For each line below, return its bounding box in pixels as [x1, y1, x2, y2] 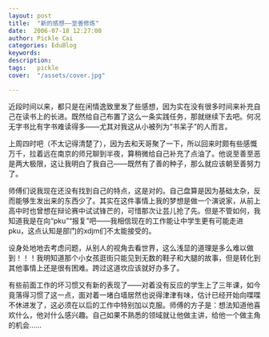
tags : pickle [8, 64, 59, 72]
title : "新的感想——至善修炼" [8, 19, 100, 27]
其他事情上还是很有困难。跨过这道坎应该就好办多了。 [8, 262, 184, 273]
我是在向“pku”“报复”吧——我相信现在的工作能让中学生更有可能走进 [22, 216, 244, 225]
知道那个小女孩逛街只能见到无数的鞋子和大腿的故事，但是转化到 [50, 253, 261, 262]
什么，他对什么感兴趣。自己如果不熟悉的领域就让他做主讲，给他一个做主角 [14, 310, 261, 319]
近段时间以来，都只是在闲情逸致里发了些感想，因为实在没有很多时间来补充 [8, 101, 254, 111]
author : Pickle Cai [8, 34, 74, 43]
